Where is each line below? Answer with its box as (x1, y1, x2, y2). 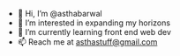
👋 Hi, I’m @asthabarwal (17, 9, 103, 18)
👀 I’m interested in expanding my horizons (17, 17, 170, 28)
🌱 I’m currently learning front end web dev (17, 27, 172, 37)
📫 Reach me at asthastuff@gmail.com (17, 37, 158, 47)
